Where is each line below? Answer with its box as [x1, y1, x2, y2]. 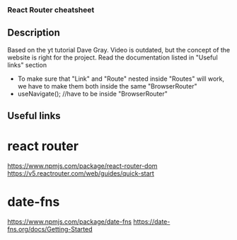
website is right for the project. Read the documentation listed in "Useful [7, 53, 218, 62]
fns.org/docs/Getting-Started [7, 225, 93, 233]
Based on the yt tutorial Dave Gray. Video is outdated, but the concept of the [7, 45, 231, 54]
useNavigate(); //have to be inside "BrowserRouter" [17, 89, 168, 98]
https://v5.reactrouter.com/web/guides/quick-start [7, 169, 154, 178]
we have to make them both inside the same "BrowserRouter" [17, 81, 198, 90]
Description [7, 27, 60, 39]
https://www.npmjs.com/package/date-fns [7, 217, 132, 226]
